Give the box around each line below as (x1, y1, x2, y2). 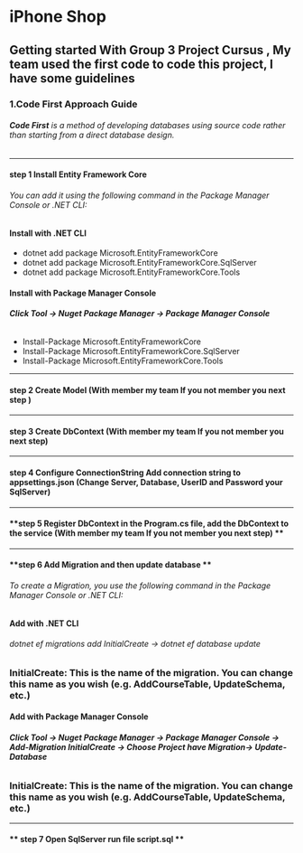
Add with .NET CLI (9, 617, 79, 629)
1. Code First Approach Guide (9, 98, 138, 110)
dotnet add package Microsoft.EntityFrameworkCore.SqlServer (22, 258, 257, 268)
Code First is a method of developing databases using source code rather (9, 120, 286, 131)
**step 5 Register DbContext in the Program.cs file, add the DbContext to (9, 518, 289, 530)
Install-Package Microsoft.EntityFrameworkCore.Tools (22, 355, 224, 366)
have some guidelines (9, 70, 135, 86)
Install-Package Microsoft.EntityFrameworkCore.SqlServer (22, 345, 241, 356)
